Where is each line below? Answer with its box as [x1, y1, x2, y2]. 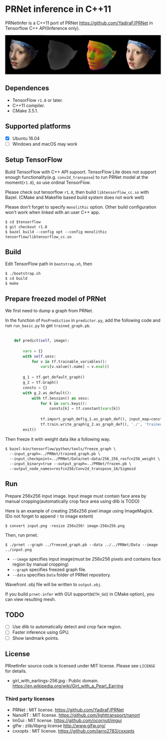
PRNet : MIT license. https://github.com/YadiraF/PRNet [12, 707, 124, 713]
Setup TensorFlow [5, 155, 63, 164]
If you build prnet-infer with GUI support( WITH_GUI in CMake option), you [5, 591, 155, 597]
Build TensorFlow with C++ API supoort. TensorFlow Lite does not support [5, 169, 157, 175]
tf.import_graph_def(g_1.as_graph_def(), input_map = [40, 417, 152, 422]
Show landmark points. [12, 635, 59, 641]
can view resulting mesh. [5, 596, 56, 602]
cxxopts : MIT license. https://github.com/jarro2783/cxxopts [12, 728, 135, 734]
